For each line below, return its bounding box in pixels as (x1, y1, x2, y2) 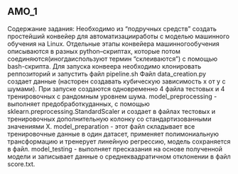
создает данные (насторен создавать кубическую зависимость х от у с (7, 77, 226, 86)
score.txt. (7, 159, 36, 168)
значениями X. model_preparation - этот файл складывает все (7, 122, 195, 130)
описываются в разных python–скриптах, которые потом (7, 47, 181, 55)
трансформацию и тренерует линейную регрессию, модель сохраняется (7, 137, 231, 146)
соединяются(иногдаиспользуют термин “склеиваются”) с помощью (7, 54, 218, 63)
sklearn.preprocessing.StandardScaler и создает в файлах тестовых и (7, 107, 216, 115)
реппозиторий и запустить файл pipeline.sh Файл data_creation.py (7, 69, 207, 78)
